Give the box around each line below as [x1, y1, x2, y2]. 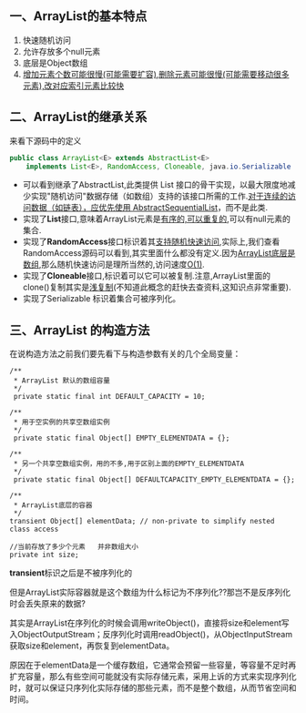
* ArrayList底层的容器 [13, 501, 93, 510]
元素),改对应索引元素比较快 [22, 80, 125, 91]
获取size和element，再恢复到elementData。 [9, 640, 175, 651]
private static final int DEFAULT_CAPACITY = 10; [13, 392, 206, 402]
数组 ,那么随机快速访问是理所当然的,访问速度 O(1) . [22, 259, 205, 270]
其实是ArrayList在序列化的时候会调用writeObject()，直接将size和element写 [9, 617, 290, 628]
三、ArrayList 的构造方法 [9, 322, 150, 338]
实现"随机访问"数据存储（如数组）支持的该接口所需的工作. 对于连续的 [30, 190, 289, 202]
